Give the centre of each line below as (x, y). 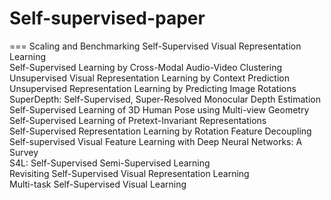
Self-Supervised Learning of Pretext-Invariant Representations (138, 120)
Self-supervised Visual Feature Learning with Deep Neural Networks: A (156, 141)
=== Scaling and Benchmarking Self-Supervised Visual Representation (155, 46)
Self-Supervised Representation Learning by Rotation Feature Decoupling (160, 131)
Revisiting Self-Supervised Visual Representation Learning (129, 173)
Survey (24, 152)
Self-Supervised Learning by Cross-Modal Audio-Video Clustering (146, 67)
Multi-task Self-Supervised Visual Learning (98, 184)
